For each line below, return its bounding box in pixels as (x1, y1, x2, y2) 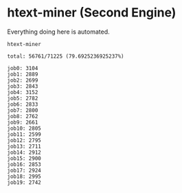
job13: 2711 (7, 143, 41, 150)
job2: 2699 (7, 77, 38, 84)
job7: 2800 (7, 106, 38, 114)
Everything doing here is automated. (7, 27, 110, 36)
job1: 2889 (7, 71, 38, 78)
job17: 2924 (7, 167, 41, 174)
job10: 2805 (7, 125, 41, 132)
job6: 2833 (7, 101, 38, 108)
